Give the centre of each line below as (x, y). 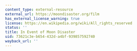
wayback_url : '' (22, 41)
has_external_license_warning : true (42, 18)
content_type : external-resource (39, 9)
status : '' (16, 28)
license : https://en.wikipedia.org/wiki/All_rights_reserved (69, 23)
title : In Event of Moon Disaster (40, 32)
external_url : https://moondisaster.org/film (52, 14)
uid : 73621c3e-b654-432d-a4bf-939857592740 (50, 37)
